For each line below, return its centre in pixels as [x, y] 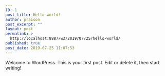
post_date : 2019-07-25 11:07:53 [40, 48]
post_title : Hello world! [33, 15]
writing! [13, 68]
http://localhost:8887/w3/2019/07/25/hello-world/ [65, 39]
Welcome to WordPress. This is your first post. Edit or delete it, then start [82, 62]
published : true [23, 43]
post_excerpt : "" [24, 24]
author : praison [23, 19]
